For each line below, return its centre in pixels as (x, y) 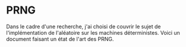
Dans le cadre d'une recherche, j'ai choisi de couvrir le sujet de (84, 26)
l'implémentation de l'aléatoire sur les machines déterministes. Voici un (93, 32)
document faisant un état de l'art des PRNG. (60, 39)
